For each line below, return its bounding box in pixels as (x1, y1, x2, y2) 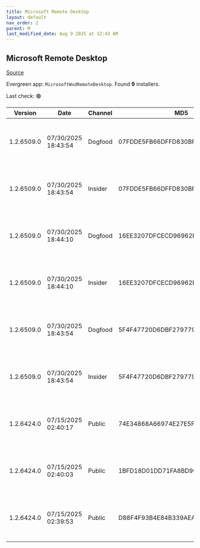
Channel (88, 109, 113, 117)
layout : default (6, 14, 46, 20)
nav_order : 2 (6, 20, 39, 26)
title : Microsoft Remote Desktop (6, 8, 89, 15)
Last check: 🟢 (6, 92, 42, 99)
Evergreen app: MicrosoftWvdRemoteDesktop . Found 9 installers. (6, 80, 160, 87)
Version (14, 109, 37, 117)
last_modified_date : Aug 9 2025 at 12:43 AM (6, 31, 118, 37)
